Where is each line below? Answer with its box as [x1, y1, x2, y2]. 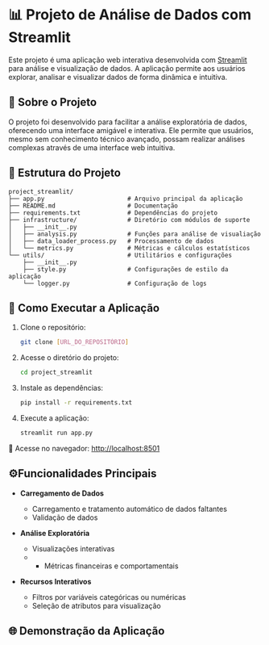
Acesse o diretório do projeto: [19, 353, 119, 362]
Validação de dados [31, 513, 98, 522]
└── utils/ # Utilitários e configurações [8, 251, 232, 259]
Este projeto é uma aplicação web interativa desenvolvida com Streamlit [8, 55, 247, 65]
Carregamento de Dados [19, 488, 105, 498]
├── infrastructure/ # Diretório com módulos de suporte [8, 216, 250, 224]
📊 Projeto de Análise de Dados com [8, 6, 252, 24]
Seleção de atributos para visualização [31, 601, 161, 610]
